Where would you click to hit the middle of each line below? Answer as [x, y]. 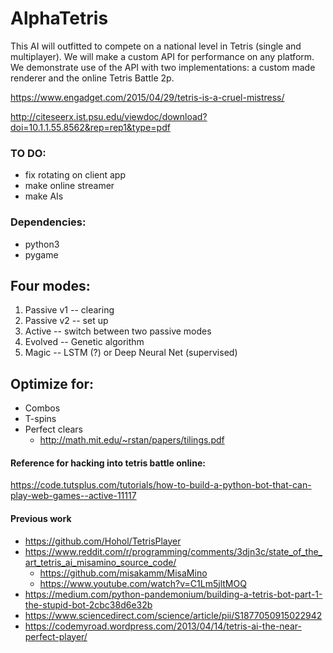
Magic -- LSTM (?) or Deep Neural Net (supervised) [131, 353]
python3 [42, 244]
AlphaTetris [59, 18]
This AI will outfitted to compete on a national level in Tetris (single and [156, 46]
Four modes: [50, 285]
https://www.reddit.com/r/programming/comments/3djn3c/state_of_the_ [173, 551]
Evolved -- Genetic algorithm [84, 342]
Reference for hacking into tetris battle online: [108, 463]
